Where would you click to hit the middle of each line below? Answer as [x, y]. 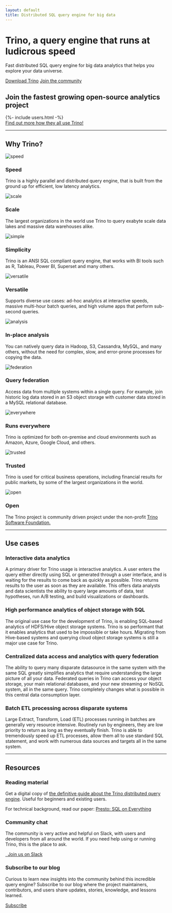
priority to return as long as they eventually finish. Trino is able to [74, 730]
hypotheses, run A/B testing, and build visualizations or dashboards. [77, 597]
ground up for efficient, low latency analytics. [53, 186]
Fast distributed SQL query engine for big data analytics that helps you [80, 65]
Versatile [17, 290]
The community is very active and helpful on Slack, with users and [76, 833]
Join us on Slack [25, 854]
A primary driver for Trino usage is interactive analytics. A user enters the [83, 569]
